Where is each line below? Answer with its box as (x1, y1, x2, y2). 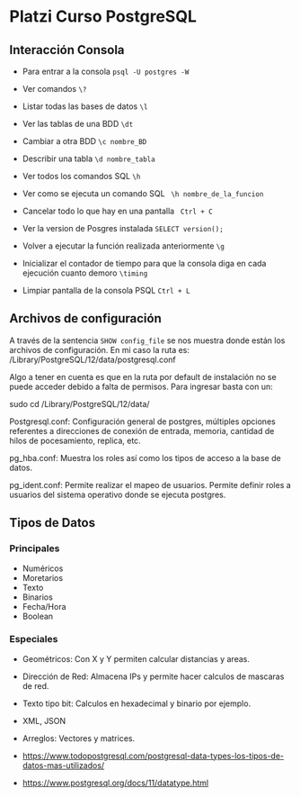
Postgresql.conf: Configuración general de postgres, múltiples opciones (9, 416, 276, 427)
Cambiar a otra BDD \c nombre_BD (22, 136, 147, 146)
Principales (9, 542, 60, 555)
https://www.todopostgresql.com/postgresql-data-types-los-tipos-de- (22, 750, 285, 761)
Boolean (22, 611, 54, 621)
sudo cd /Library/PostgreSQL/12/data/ (9, 398, 150, 409)
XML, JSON (22, 715, 66, 726)
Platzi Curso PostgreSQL (9, 6, 198, 27)
